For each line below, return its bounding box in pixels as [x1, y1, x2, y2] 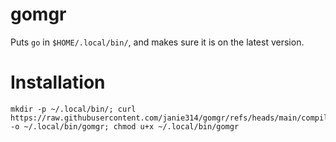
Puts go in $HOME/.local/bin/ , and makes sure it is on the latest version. [10, 36, 305, 48]
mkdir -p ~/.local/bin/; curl [10, 104, 137, 114]
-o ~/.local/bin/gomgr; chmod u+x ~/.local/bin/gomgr [10, 121, 240, 132]
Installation [10, 71, 106, 94]
